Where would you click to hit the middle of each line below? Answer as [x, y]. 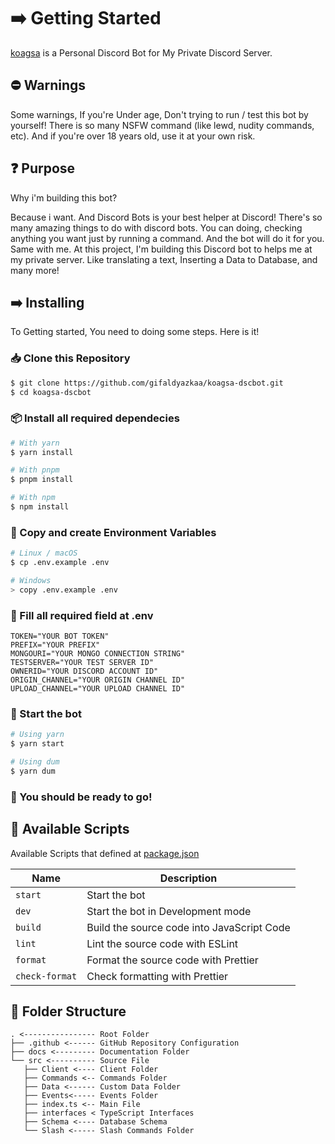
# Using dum [35, 762]
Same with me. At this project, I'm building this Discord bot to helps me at [161, 249]
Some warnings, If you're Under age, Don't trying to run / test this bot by [159, 114]
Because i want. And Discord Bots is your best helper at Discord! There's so [166, 217]
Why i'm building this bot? [64, 197]
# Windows [31, 581]
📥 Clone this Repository [70, 358]
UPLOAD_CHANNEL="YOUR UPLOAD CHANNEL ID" [98, 689]
